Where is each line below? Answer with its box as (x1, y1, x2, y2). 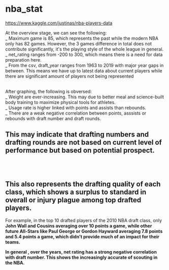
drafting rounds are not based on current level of (5, 138, 162, 147)
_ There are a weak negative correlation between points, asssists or (5, 110, 147, 116)
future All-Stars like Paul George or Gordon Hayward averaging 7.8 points (5, 228, 163, 234)
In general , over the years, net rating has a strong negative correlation (5, 249, 157, 255)
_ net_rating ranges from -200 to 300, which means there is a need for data (5, 51, 163, 58)
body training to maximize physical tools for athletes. (5, 99, 116, 105)
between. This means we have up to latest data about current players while (5, 67, 162, 74)
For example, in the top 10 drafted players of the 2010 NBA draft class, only (5, 217, 162, 223)
